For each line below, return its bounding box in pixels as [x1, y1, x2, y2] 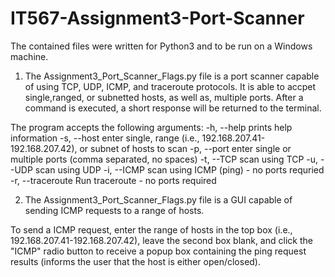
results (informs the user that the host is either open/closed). [10, 255, 262, 267]
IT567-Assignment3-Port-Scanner [10, 7, 305, 30]
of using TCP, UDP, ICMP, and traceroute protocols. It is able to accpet [24, 80, 317, 92]
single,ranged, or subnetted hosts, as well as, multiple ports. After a [24, 91, 304, 103]
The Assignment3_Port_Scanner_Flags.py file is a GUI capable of [24, 193, 293, 206]
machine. [10, 50, 49, 62]
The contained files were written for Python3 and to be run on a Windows [10, 40, 313, 52]
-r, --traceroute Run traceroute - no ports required [10, 174, 217, 186]
